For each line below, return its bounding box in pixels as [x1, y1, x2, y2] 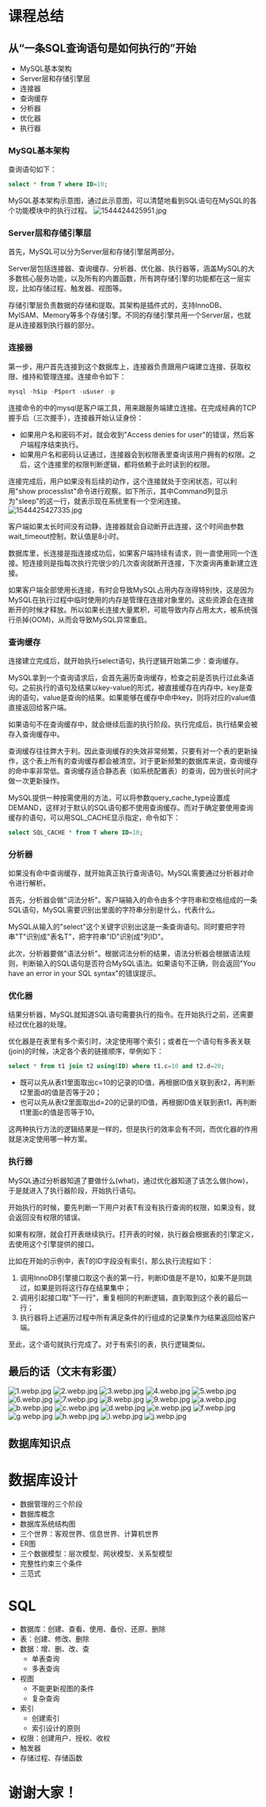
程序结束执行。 [33, 440, 83, 449]
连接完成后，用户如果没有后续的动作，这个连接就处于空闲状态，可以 [8, 476, 230, 486]
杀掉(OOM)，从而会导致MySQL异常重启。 [14, 614, 152, 624]
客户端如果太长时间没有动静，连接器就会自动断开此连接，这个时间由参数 [8, 521, 244, 531]
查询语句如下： [8, 164, 57, 175]
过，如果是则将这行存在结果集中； [19, 1282, 131, 1292]
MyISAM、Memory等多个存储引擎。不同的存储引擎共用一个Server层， [8, 310, 237, 320]
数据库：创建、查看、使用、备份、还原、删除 [19, 1624, 166, 1633]
